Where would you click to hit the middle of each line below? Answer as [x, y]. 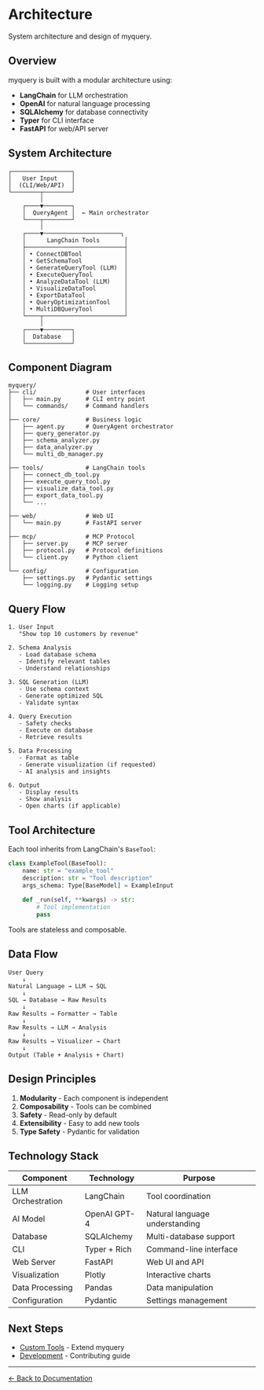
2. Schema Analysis [40, 648]
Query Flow [37, 609]
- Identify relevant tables [64, 662]
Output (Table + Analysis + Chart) [66, 1055]
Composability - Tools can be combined [85, 1106]
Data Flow [33, 954]
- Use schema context [54, 689]
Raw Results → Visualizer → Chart [65, 1041]
